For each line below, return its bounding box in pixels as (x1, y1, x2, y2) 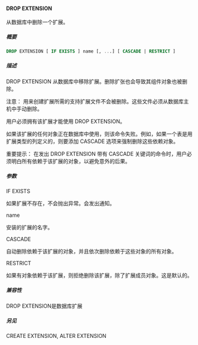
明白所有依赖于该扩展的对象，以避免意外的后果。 (11, 158, 131, 165)
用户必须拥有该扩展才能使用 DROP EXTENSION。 (6, 118, 126, 125)
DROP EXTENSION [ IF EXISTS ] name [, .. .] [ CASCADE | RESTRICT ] (6, 48, 176, 54)
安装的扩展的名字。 (6, 223, 53, 230)
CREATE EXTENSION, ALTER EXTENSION (6, 332, 106, 339)
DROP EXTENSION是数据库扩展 (6, 302, 83, 310)
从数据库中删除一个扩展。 (6, 18, 69, 26)
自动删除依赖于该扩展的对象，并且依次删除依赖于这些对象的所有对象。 (6, 248, 177, 255)
